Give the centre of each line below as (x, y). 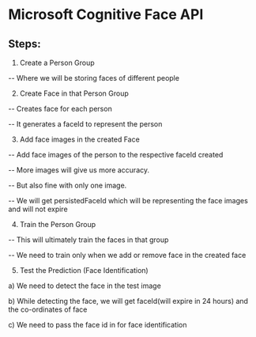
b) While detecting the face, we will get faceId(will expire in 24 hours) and (128, 301)
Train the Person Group (58, 224)
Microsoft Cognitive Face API (106, 15)
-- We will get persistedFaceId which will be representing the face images (128, 201)
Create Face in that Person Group (74, 93)
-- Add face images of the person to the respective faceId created (116, 155)
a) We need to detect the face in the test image (85, 286)
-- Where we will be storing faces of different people (94, 78)
